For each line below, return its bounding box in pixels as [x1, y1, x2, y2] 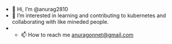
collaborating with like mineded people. [11, 18, 109, 25]
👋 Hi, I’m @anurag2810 [11, 6, 69, 12]
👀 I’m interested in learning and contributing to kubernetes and [11, 12, 166, 19]
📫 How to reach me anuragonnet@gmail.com [20, 32, 134, 38]
